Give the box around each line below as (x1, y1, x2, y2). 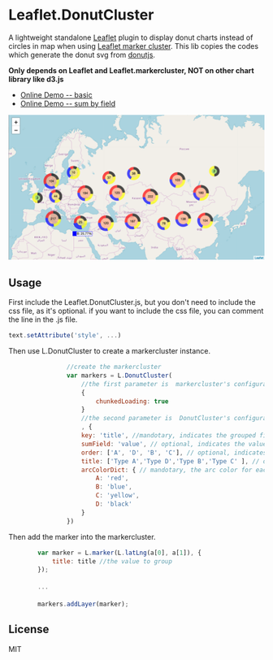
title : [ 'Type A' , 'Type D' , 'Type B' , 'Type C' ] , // (80, 457, 260, 465)
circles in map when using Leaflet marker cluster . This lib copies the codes (8, 41, 258, 50)
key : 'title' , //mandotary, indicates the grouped (80, 432, 256, 440)
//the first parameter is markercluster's (80, 380, 231, 388)
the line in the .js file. (8, 315, 78, 324)
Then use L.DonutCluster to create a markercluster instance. (8, 346, 211, 356)
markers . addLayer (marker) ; (37, 600, 129, 608)
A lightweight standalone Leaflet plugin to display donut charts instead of (8, 33, 253, 42)
